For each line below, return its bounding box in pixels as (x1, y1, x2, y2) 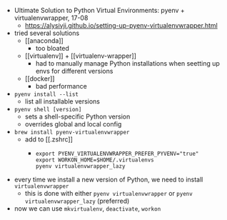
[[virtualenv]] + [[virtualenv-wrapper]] (24, 51, 137, 60)
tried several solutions (14, 29, 80, 37)
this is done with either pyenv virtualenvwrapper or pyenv (24, 189, 193, 197)
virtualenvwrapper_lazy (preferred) (24, 196, 130, 205)
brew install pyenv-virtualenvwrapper (14, 129, 130, 136)
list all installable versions (24, 97, 100, 106)
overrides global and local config (24, 120, 122, 128)
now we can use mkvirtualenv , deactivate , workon (14, 204, 161, 213)
